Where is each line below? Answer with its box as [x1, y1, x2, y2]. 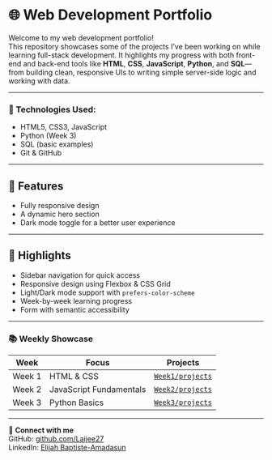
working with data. [8, 75, 70, 86]
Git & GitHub [19, 148, 62, 158]
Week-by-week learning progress [19, 296, 132, 305]
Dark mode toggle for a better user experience [19, 218, 176, 228]
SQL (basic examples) [19, 139, 94, 149]
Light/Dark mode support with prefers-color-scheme [19, 287, 196, 297]
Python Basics [49, 397, 104, 408]
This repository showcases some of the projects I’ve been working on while [8, 41, 261, 51]
